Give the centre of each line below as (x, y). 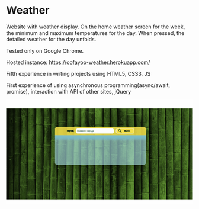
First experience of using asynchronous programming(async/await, (88, 85)
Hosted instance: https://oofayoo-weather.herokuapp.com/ (78, 62)
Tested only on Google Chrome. (45, 50)
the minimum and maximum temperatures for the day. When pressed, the (95, 33)
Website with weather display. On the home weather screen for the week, (96, 27)
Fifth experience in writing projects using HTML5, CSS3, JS (78, 73)
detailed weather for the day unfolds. (51, 39)
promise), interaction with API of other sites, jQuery (69, 91)
